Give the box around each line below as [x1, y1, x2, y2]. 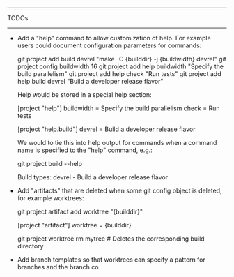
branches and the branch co [17, 263, 99, 271]
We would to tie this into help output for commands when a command [17, 139, 217, 147]
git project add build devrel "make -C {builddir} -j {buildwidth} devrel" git [17, 55, 226, 63]
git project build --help [17, 160, 82, 167]
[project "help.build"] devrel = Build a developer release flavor [17, 125, 196, 133]
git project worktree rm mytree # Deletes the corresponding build [17, 234, 205, 243]
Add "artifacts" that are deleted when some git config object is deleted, [17, 186, 222, 195]
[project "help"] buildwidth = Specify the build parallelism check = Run [17, 104, 221, 112]
